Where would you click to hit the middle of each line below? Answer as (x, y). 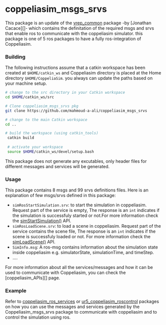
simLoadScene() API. (34, 242)
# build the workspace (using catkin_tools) (52, 133)
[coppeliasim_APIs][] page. (33, 278)
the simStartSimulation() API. (42, 221)
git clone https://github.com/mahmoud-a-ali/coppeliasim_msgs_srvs (76, 111)
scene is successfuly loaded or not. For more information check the (81, 237)
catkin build (21, 138)
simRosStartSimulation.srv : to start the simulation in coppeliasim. (80, 205)
